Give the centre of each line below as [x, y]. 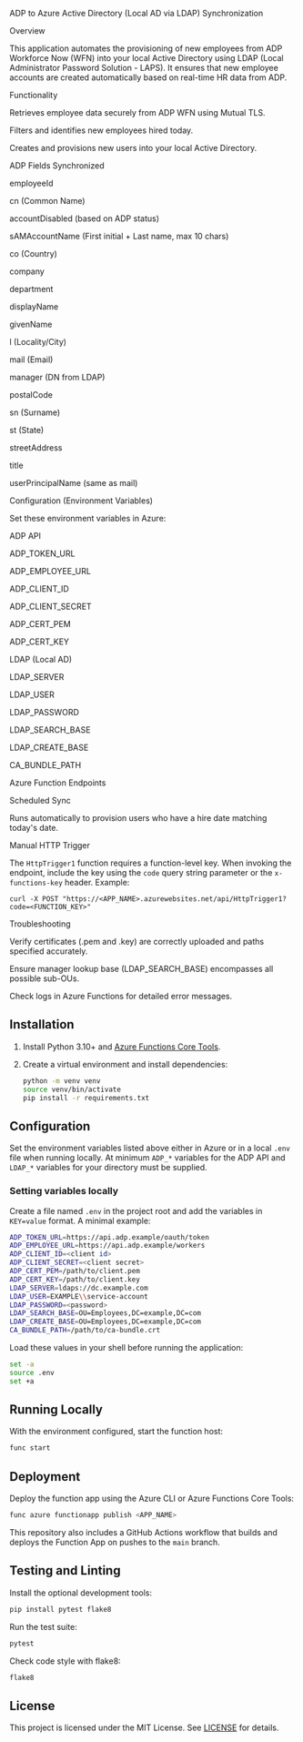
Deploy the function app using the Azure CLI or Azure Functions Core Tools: [151, 1499]
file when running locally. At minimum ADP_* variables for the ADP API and [147, 1158]
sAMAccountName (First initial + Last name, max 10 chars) [119, 236]
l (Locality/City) [38, 342]
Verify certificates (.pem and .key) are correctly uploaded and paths [137, 942]
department [31, 289]
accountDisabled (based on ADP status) [84, 218]
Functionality [34, 95]
